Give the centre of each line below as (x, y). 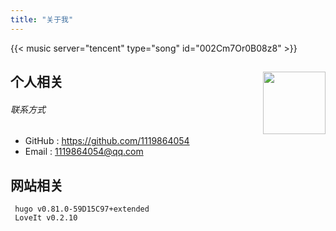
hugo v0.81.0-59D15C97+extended (82, 209)
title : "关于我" (42, 19)
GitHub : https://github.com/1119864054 (107, 141)
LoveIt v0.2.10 (46, 218)
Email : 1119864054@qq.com (84, 152)
